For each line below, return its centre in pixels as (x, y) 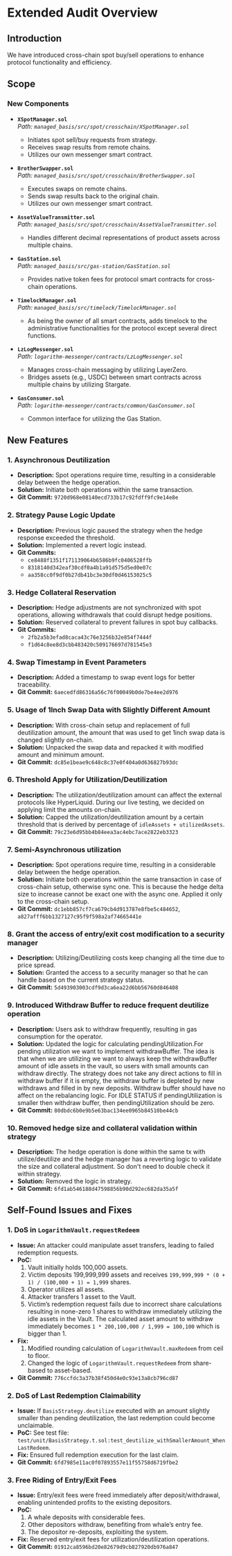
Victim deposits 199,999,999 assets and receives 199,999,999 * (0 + (126, 1274)
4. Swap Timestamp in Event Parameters (77, 662)
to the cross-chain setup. (53, 901)
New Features (38, 440)
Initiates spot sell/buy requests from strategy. (92, 139)
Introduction (35, 38)
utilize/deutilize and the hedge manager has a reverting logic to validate (119, 1159)
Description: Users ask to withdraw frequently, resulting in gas (107, 1029)
